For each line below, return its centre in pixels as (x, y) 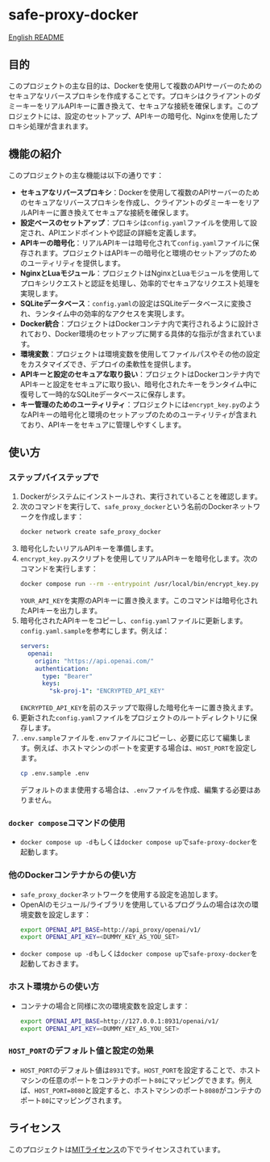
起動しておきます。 (51, 964)
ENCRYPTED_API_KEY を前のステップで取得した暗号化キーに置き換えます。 (139, 708)
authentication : (62, 668)
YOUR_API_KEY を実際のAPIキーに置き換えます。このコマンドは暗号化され (139, 600)
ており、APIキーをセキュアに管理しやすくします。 (103, 424)
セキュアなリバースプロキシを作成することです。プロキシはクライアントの (131, 95)
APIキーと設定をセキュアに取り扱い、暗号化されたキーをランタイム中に (139, 384)
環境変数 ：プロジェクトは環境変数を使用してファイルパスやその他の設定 (140, 354)
